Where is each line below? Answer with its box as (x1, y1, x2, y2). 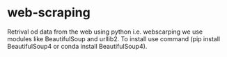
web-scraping (7, 5, 91, 21)
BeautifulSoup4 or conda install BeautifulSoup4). (7, 42, 148, 50)
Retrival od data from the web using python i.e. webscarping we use (7, 27, 203, 36)
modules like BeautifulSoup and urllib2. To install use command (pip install (7, 34, 221, 43)
